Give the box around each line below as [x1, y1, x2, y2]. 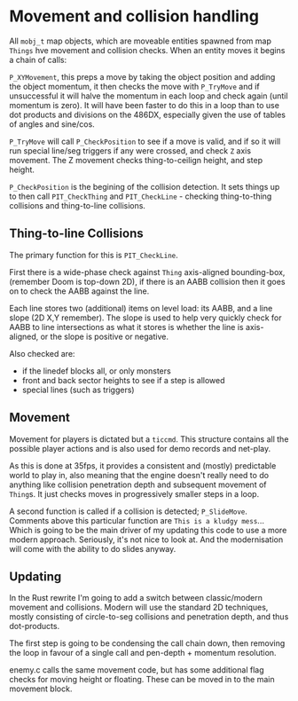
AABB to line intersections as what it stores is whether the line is [9, 321, 244, 332]
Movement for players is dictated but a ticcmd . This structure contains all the [9, 433, 289, 445]
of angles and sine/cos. [9, 118, 95, 130]
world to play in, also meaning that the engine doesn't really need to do [9, 469, 269, 480]
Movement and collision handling [9, 6, 260, 27]
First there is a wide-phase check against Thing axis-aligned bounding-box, [9, 266, 286, 277]
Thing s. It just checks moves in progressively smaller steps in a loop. [9, 488, 260, 499]
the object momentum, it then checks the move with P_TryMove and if [9, 81, 260, 91]
